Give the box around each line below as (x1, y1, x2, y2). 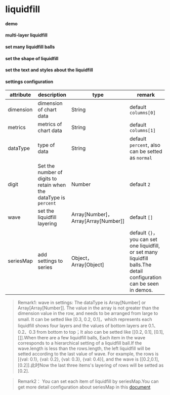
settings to (37, 257, 63, 264)
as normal (130, 154, 153, 162)
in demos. (130, 287, 153, 294)
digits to (37, 175, 57, 182)
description (37, 91, 67, 98)
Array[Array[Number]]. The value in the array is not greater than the (17, 305, 159, 311)
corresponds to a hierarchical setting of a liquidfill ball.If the (17, 340, 142, 346)
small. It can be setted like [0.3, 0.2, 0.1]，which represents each (17, 317, 152, 323)
